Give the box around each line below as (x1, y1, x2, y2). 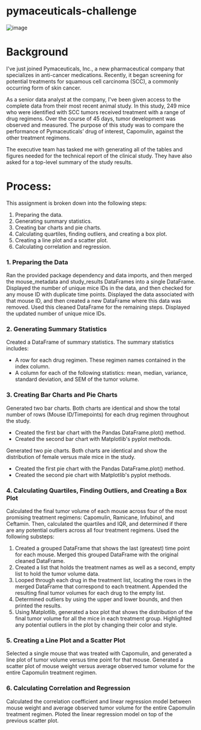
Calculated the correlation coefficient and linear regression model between (6, 698, 191, 705)
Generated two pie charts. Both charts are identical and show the (6, 446, 167, 454)
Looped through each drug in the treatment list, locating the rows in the (14, 577, 192, 583)
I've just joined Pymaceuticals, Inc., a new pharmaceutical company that (6, 65, 185, 72)
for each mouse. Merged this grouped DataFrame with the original (14, 551, 179, 558)
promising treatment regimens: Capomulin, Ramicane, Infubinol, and (6, 514, 175, 521)
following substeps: (6, 533, 55, 540)
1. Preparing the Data (6, 258, 68, 266)
